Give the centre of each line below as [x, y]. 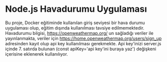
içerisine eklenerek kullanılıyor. [37, 54]
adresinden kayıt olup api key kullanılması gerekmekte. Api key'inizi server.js [83, 43]
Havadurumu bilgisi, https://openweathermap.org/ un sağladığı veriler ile [79, 33]
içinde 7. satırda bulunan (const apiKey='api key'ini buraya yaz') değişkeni [81, 49]
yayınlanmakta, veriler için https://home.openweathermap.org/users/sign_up [83, 38]
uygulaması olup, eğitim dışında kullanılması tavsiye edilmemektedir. [75, 28]
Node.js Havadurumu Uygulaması [76, 9]
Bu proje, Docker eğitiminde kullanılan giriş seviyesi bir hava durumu [75, 23]
